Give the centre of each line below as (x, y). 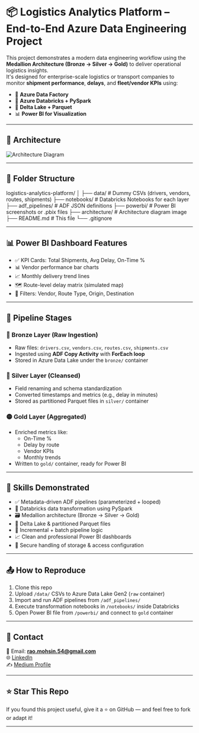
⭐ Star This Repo (38, 692)
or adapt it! (19, 718)
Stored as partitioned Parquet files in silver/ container (82, 401)
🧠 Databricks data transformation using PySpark (73, 509)
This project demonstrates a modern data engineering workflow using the (96, 58)
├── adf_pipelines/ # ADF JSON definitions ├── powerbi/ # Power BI (91, 205)
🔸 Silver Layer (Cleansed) (44, 375)
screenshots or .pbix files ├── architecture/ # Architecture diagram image (97, 212)
